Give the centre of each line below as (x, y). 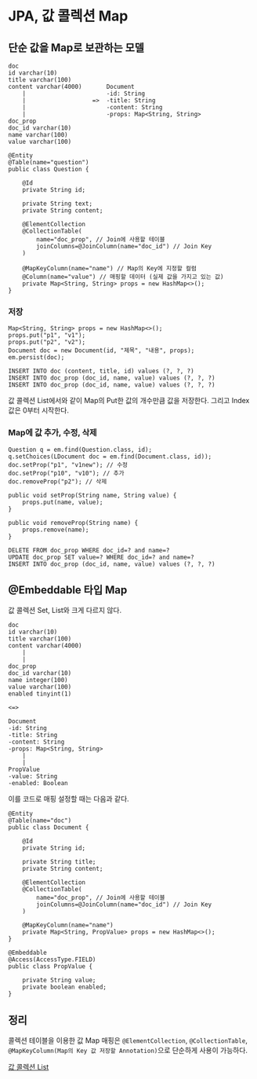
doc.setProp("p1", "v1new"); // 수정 (68, 464)
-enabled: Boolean (38, 784)
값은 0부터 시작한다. (38, 410)
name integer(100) (38, 681)
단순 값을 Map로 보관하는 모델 (76, 48)
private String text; (57, 204)
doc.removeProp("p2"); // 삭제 (58, 481)
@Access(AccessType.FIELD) (52, 960)
